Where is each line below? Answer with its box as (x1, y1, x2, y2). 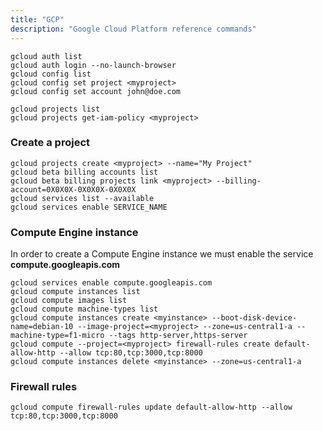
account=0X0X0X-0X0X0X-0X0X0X (10, 184, 137, 195)
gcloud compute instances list (10, 287, 141, 297)
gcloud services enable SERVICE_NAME (10, 202, 168, 212)
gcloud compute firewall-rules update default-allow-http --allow (10, 402, 293, 413)
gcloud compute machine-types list (10, 304, 159, 315)
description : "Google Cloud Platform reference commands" (10, 24, 257, 34)
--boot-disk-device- (211, 313, 298, 323)
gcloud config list (10, 69, 92, 79)
